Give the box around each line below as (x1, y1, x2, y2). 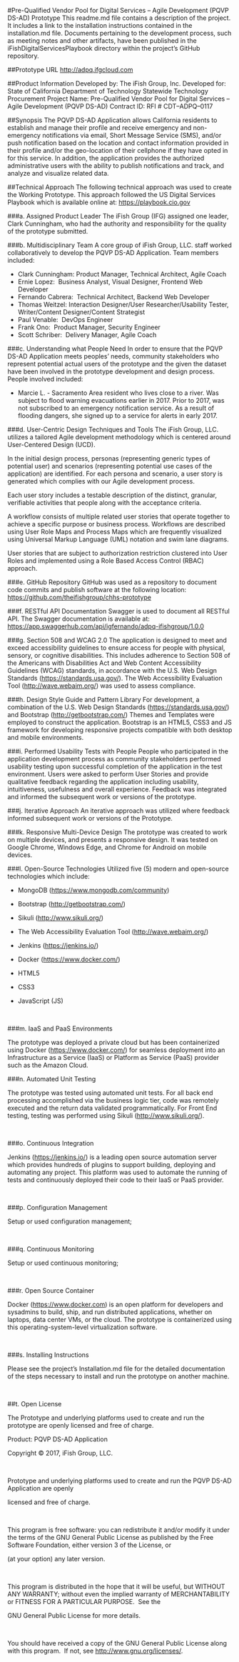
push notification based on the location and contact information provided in (7, 139, 230, 147)
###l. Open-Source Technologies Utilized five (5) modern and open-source (7, 864, 230, 873)
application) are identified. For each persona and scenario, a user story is (7, 469, 223, 478)
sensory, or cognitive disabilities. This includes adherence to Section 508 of (7, 651, 230, 659)
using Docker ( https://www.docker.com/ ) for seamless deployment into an (7, 1046, 225, 1054)
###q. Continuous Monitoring (7, 1245, 94, 1253)
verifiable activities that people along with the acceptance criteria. (7, 499, 202, 506)
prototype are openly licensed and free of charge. (7, 1421, 154, 1429)
